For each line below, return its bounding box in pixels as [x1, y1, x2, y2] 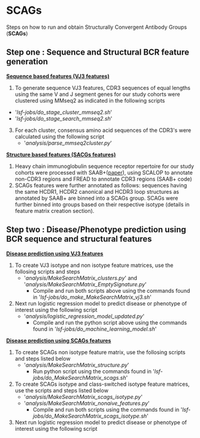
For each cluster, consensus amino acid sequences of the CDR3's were [14, 127, 192, 134]
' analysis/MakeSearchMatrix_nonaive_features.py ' [23, 400, 150, 407]
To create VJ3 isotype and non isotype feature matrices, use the [14, 262, 174, 269]
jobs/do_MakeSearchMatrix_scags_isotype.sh [32, 412, 147, 419]
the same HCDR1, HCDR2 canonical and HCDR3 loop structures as [14, 188, 180, 195]
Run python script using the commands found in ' [32, 367, 154, 375]
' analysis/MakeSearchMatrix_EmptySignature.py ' [23, 280, 147, 288]
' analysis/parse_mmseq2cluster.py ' [23, 139, 113, 146]
